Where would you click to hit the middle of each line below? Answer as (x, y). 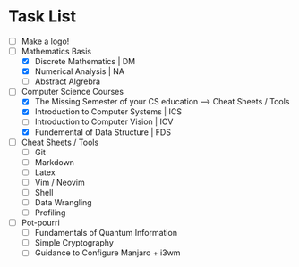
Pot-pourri (40, 223)
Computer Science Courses (73, 92)
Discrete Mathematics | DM (85, 62)
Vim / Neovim (60, 182)
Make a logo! (45, 41)
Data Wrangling (63, 202)
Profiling (50, 213)
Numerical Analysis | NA (79, 71)
